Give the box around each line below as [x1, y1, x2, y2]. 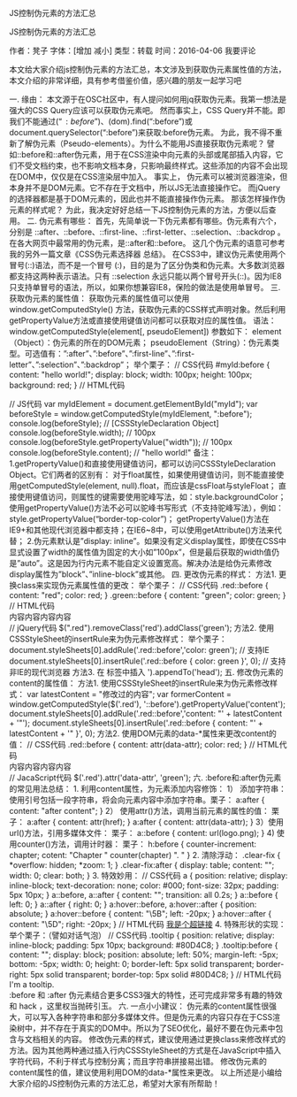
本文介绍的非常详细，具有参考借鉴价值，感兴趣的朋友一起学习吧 [9, 75, 241, 86]
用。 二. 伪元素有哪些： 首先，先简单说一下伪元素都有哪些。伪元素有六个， [9, 216, 281, 226]
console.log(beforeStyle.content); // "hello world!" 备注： [9, 448, 217, 457]
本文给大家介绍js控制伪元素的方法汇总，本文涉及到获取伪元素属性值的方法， [9, 65, 286, 74]
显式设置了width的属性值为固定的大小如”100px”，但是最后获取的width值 [9, 547, 272, 557]
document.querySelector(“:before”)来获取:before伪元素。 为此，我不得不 [9, 127, 276, 137]
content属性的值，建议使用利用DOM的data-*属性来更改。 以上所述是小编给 [9, 1067, 283, 1078]
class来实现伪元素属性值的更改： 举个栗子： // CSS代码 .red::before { [16, 580, 269, 590]
